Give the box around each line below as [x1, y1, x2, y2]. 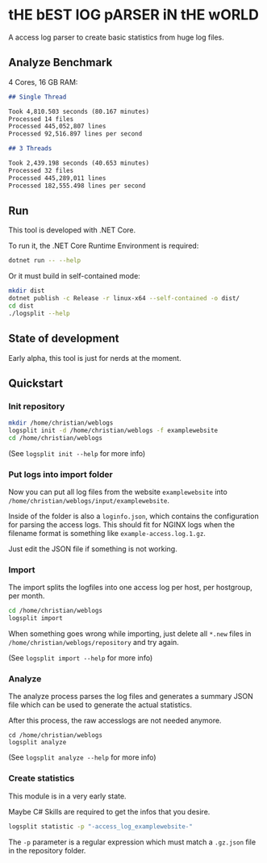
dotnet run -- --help [8, 257, 81, 265]
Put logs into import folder [8, 468, 113, 480]
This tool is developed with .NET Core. [8, 225, 136, 235]
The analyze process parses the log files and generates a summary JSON [8, 692, 253, 702]
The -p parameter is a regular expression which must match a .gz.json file [8, 837, 257, 847]
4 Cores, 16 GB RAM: [8, 77, 78, 86]
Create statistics [8, 773, 75, 784]
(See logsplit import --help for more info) [8, 653, 153, 663]
